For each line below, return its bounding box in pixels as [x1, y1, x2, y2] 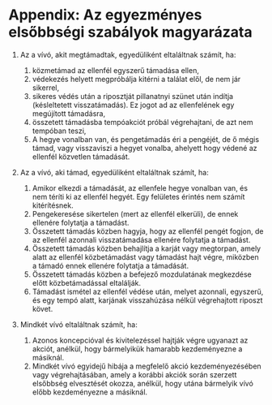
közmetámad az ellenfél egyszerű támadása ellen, [32, 65, 200, 75]
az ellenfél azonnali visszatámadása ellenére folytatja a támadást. [32, 235, 251, 244]
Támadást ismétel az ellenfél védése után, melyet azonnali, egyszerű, [32, 287, 264, 296]
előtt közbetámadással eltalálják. [32, 278, 142, 287]
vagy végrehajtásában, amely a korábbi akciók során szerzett [32, 369, 237, 379]
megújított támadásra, [32, 108, 106, 118]
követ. [32, 304, 53, 313]
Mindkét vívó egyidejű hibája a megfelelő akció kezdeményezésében [32, 361, 261, 371]
